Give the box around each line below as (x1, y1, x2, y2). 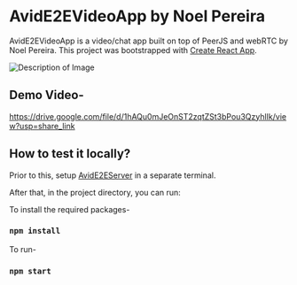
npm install (9, 226, 61, 236)
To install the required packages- (9, 204, 130, 214)
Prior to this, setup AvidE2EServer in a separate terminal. (9, 170, 216, 181)
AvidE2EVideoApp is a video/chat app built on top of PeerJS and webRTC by (9, 35, 288, 46)
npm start (9, 266, 51, 276)
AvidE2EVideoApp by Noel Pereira (9, 6, 266, 27)
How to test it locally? (9, 146, 131, 161)
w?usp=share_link (9, 120, 75, 131)
